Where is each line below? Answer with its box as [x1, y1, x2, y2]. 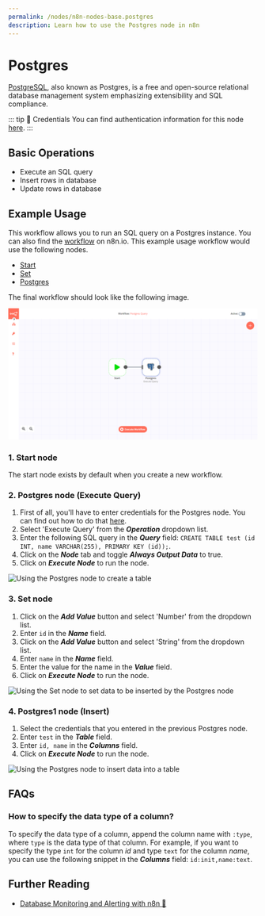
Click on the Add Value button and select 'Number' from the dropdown [19, 611, 252, 621]
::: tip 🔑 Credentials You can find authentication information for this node [8, 115, 244, 125]
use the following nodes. [8, 245, 89, 255]
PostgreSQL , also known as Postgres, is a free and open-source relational [8, 82, 249, 92]
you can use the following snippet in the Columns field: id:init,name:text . [8, 854, 253, 864]
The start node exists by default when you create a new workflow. [8, 470, 224, 480]
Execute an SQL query [19, 167, 93, 177]
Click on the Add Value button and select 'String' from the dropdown [19, 637, 245, 646]
